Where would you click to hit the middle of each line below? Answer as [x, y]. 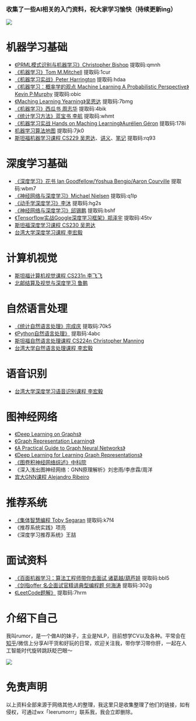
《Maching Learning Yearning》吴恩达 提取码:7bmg [73, 101]
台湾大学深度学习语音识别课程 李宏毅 [59, 391]
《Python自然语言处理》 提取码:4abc [57, 334]
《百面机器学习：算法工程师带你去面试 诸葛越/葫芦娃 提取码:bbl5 [92, 578]
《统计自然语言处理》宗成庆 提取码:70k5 [63, 326]
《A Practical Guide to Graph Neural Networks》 [70, 448]
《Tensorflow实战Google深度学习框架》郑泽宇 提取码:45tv [83, 218]
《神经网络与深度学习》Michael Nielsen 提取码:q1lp [76, 196]
